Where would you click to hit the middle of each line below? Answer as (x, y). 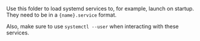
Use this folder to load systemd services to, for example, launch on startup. (100, 9)
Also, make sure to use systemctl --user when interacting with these (92, 26)
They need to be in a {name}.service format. (62, 15)
